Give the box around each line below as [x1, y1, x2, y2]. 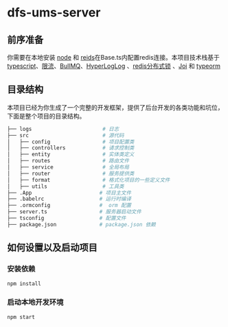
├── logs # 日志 [7, 125, 119, 132]
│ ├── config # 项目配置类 [7, 138, 135, 145]
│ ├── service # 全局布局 [7, 164, 129, 171]
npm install [7, 280, 41, 287]
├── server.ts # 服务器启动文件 [7, 208, 142, 215]
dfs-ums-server [7, 5, 101, 21]
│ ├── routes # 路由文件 [7, 158, 129, 165]
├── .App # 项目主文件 [7, 189, 132, 196]
